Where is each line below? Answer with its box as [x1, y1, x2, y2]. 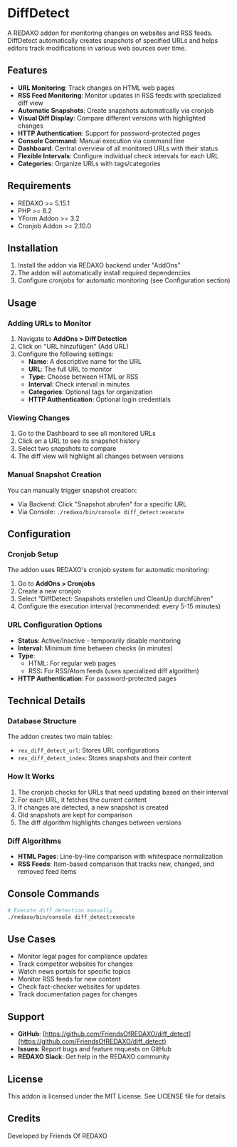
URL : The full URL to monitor [28, 365, 112, 374]
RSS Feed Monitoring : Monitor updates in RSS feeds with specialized [17, 91, 221, 99]
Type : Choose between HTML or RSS [28, 372, 139, 381]
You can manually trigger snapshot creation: [7, 486, 137, 494]
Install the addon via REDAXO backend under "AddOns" [17, 261, 181, 270]
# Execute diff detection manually [7, 907, 113, 914]
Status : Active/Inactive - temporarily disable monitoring [17, 636, 181, 645]
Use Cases [7, 933, 56, 945]
